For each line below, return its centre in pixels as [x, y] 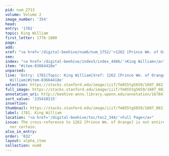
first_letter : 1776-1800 [31, 38]
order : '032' [19, 136]
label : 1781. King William [33, 113]
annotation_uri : [22, 94]
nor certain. [23, 127]
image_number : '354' [27, 19]
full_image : [18, 89]
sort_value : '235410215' [31, 99]
